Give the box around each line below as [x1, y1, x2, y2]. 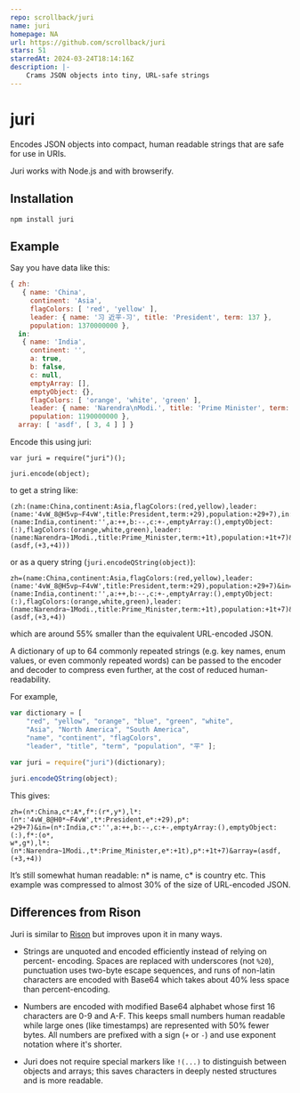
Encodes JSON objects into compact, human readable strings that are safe [10, 139, 284, 150]
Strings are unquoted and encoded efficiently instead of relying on [22, 945, 268, 957]
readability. [10, 674, 52, 685]
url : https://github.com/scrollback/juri [10, 37, 166, 47]
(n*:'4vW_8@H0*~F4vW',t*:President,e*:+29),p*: [10, 815, 191, 824]
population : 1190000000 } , [29, 412, 130, 421]
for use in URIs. [10, 148, 67, 158]
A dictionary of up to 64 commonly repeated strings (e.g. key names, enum [10, 646, 286, 657]
